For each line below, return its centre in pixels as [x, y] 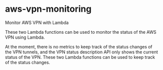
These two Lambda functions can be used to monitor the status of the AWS [81, 32]
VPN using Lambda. [25, 37]
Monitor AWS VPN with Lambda [37, 23]
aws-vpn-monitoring [48, 9]
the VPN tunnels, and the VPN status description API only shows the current [81, 52]
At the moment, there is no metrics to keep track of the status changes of [79, 47]
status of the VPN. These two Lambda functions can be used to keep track [80, 57]
